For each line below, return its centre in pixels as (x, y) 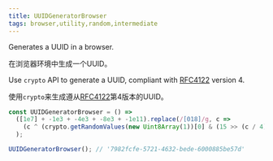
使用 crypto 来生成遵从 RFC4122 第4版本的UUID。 (88, 96)
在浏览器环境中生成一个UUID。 (60, 63)
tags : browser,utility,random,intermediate (83, 24)
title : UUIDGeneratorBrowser (58, 16)
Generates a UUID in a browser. (61, 46)
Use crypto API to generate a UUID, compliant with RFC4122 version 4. (127, 80)
